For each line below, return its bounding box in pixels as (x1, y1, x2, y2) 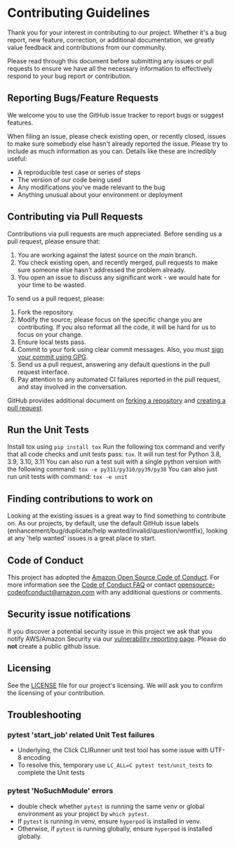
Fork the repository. (17, 307, 75, 316)
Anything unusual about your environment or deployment (17, 190, 183, 198)
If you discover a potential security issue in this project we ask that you (7, 627, 213, 635)
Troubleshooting (7, 709, 82, 721)
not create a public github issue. (7, 642, 101, 650)
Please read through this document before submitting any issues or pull (7, 56, 214, 65)
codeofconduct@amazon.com (7, 588, 95, 596)
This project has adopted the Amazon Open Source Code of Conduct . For (7, 573, 220, 581)
